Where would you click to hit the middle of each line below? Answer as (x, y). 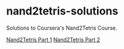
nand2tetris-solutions (62, 11)
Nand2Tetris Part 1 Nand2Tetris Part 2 (53, 39)
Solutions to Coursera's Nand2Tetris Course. (62, 28)
